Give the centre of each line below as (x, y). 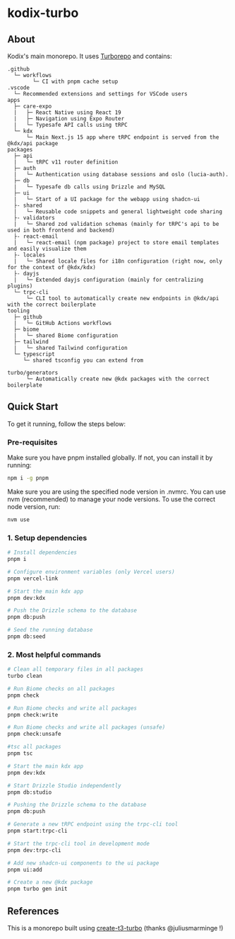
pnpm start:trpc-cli (38, 831)
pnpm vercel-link (33, 579)
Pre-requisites (32, 442)
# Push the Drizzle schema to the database (72, 610)
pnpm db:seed (26, 637)
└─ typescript (34, 354)
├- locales (30, 255)
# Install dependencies (42, 553)
